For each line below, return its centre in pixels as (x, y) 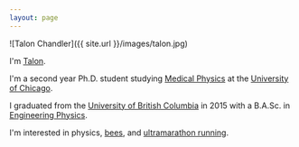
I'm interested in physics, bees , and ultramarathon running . (119, 133)
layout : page (34, 18)
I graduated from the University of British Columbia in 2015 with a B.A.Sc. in (150, 106)
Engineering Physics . (48, 115)
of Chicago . (31, 87)
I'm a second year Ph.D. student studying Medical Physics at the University (149, 78)
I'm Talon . (28, 60)
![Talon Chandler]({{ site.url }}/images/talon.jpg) (98, 43)
